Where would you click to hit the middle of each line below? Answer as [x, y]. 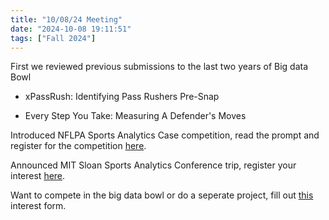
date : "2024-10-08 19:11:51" [71, 29]
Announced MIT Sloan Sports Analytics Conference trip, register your [153, 165]
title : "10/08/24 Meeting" [66, 19]
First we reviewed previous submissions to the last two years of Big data [159, 67]
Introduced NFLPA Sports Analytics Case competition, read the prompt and [165, 135]
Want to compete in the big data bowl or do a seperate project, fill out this [162, 195]
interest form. [38, 206]
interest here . [38, 176]
